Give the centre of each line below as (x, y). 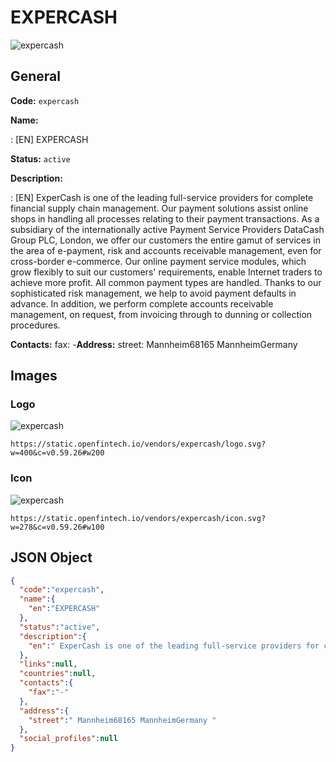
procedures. (35, 325)
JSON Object (51, 557)
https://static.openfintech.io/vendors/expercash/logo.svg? (138, 444)
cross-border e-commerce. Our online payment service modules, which (158, 261)
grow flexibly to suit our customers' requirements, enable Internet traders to (166, 272)
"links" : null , (48, 664)
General (36, 76)
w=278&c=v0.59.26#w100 (57, 527)
